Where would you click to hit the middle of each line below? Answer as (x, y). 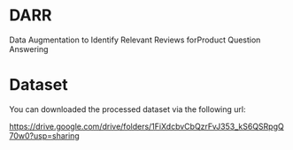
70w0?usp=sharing (44, 135)
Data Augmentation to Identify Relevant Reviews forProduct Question (135, 40)
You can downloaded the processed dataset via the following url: (127, 109)
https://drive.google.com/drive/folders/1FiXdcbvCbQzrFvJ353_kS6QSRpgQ (147, 126)
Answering (29, 49)
